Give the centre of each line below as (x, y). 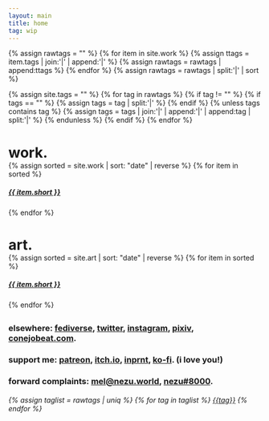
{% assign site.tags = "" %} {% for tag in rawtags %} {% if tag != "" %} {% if (134, 95)
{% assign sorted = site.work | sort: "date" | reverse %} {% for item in (123, 165)
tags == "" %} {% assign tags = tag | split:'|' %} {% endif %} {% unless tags (134, 103)
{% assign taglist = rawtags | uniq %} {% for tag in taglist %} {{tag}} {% (128, 400)
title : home (28, 23)
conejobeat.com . (43, 338)
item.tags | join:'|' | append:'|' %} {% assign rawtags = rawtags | (115, 62)
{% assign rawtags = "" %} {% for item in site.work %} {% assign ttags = (129, 54)
